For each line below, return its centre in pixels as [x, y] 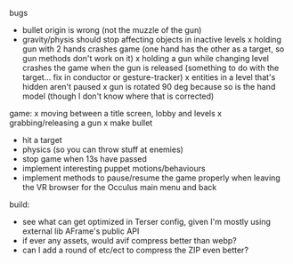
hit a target [42, 140]
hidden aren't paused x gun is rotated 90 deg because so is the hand [149, 87]
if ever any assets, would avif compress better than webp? [130, 240]
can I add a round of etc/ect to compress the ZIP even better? [135, 250]
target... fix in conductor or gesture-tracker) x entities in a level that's [149, 77]
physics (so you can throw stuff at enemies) [103, 149]
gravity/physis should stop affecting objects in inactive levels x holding [152, 40]
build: [20, 204]
